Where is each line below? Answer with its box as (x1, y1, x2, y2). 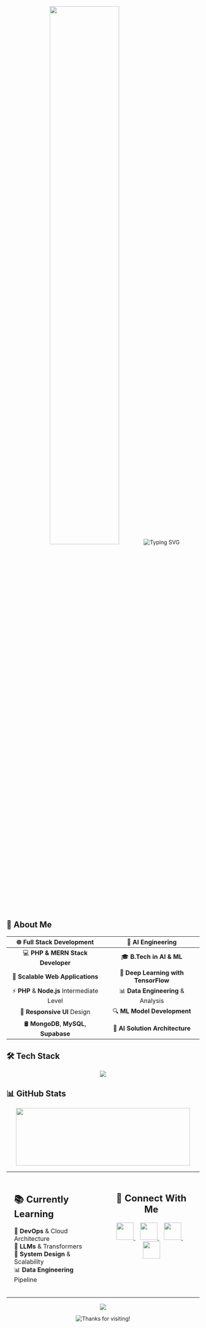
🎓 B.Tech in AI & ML (121, 952, 183, 961)
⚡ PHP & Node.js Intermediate (12, 986, 99, 995)
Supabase (40, 1029, 71, 1038)
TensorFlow (134, 976, 170, 985)
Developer (39, 958, 71, 967)
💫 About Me (6, 920, 52, 930)
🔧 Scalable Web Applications (12, 972, 99, 980)
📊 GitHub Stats (6, 1088, 66, 1099)
